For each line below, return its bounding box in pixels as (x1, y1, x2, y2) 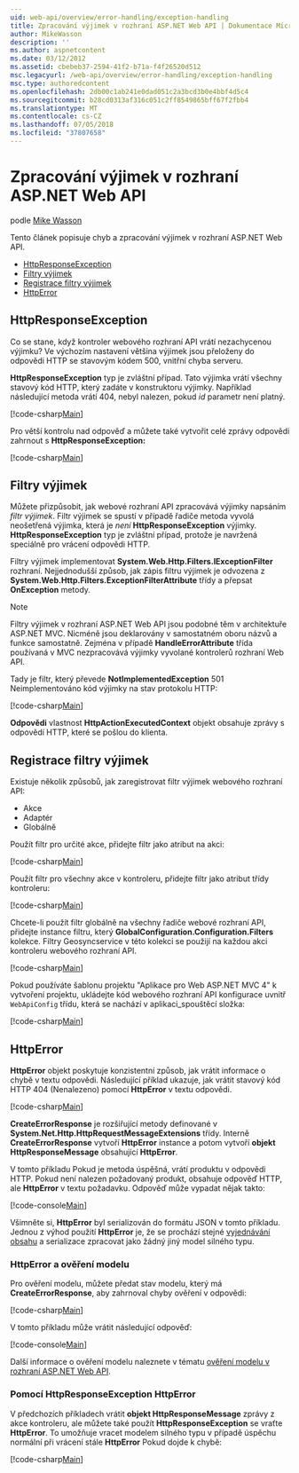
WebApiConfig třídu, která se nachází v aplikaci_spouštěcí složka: (10, 999, 245, 1010)
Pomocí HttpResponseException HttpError (10, 1388, 196, 1400)
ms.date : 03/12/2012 (10, 54, 87, 63)
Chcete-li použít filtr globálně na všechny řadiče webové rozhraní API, (10, 918, 266, 928)
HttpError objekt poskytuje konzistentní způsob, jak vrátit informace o (10, 1066, 266, 1076)
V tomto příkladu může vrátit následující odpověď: (10, 1322, 193, 1333)
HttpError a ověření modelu (10, 1257, 130, 1270)
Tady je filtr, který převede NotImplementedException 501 (10, 673, 224, 684)
